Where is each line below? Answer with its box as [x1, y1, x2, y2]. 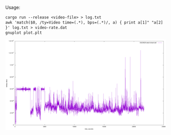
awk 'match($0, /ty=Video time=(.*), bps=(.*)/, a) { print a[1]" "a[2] [5, 20, 163, 25]
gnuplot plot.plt [5, 30, 42, 35]
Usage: [5, 5, 20, 10]
